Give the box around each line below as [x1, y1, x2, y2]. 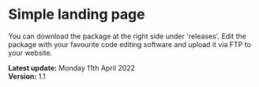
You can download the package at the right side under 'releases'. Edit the [8, 31, 247, 41]
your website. [8, 48, 53, 57]
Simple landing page [8, 5, 145, 24]
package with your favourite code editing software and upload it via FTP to [8, 39, 251, 49]
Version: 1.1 [8, 71, 46, 81]
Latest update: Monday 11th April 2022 [8, 63, 136, 72]
